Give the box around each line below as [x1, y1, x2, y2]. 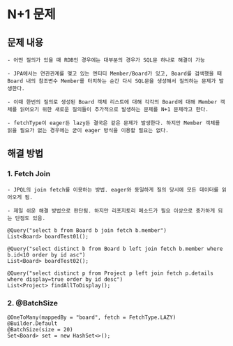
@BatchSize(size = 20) [7, 326, 73, 333]
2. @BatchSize [7, 298, 58, 308]
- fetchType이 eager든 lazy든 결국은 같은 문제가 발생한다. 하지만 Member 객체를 [7, 120, 220, 127]
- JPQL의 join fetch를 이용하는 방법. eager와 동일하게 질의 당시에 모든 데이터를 [7, 186, 219, 193]
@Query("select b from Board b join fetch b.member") [7, 226, 167, 234]
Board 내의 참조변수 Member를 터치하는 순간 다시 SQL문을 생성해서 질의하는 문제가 [7, 78, 216, 85]
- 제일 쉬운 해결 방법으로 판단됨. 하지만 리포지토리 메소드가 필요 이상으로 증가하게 [7, 207, 215, 214]
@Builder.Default [7, 319, 58, 327]
